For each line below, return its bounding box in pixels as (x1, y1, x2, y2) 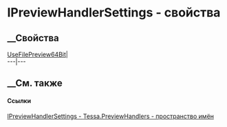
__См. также (7, 78, 63, 89)
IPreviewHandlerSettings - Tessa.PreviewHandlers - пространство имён (7, 112, 215, 120)
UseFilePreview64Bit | (7, 50, 69, 58)
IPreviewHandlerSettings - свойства (7, 5, 221, 21)
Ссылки (7, 96, 32, 104)
